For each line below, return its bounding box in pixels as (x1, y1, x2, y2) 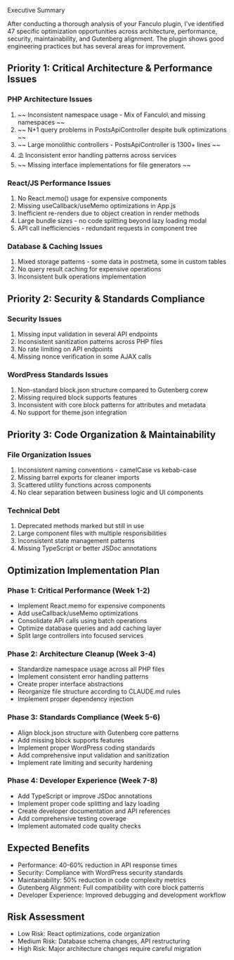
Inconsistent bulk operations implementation (17, 272, 146, 281)
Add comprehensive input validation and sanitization (17, 750, 170, 759)
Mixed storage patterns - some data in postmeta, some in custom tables (17, 257, 227, 266)
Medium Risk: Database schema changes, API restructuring (17, 937, 190, 945)
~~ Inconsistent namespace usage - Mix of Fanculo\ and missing (17, 110, 206, 119)
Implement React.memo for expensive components (17, 601, 166, 610)
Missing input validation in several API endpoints (17, 330, 158, 338)
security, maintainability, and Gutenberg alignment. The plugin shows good (7, 34, 225, 43)
